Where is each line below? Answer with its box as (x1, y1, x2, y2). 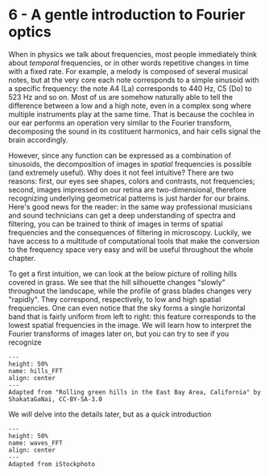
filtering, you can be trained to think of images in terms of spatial (8, 219, 223, 229)
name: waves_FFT (8, 439, 63, 447)
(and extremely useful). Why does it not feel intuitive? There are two (8, 168, 234, 177)
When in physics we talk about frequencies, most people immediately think (8, 49, 258, 59)
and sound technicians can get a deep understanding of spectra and (8, 210, 236, 220)
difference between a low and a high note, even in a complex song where (8, 101, 252, 110)
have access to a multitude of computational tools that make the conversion (8, 236, 260, 246)
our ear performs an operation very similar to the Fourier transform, (8, 118, 232, 127)
